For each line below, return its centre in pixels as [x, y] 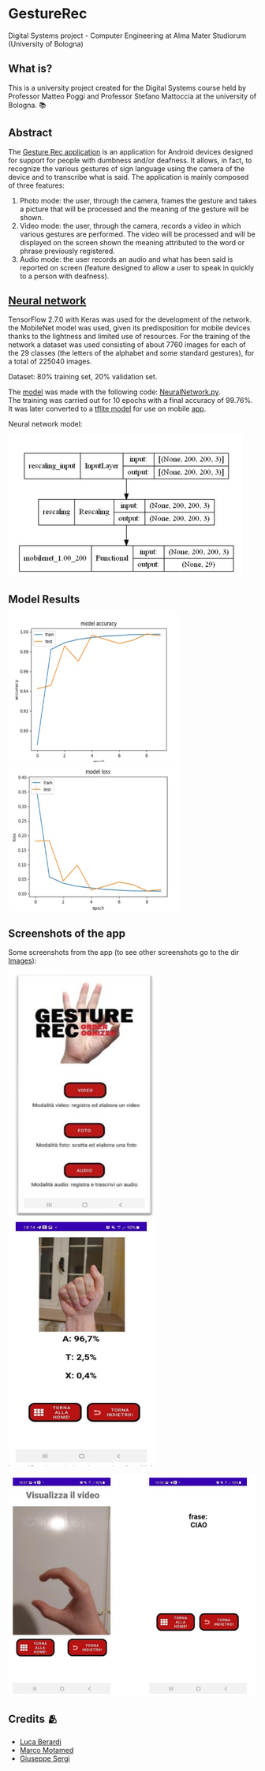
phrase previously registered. [67, 251]
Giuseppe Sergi [45, 1758]
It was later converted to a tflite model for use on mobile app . [107, 409]
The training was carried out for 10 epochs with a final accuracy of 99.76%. [131, 401]
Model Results [44, 599]
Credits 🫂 [33, 1719]
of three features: [37, 185]
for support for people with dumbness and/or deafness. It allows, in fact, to [130, 160]
